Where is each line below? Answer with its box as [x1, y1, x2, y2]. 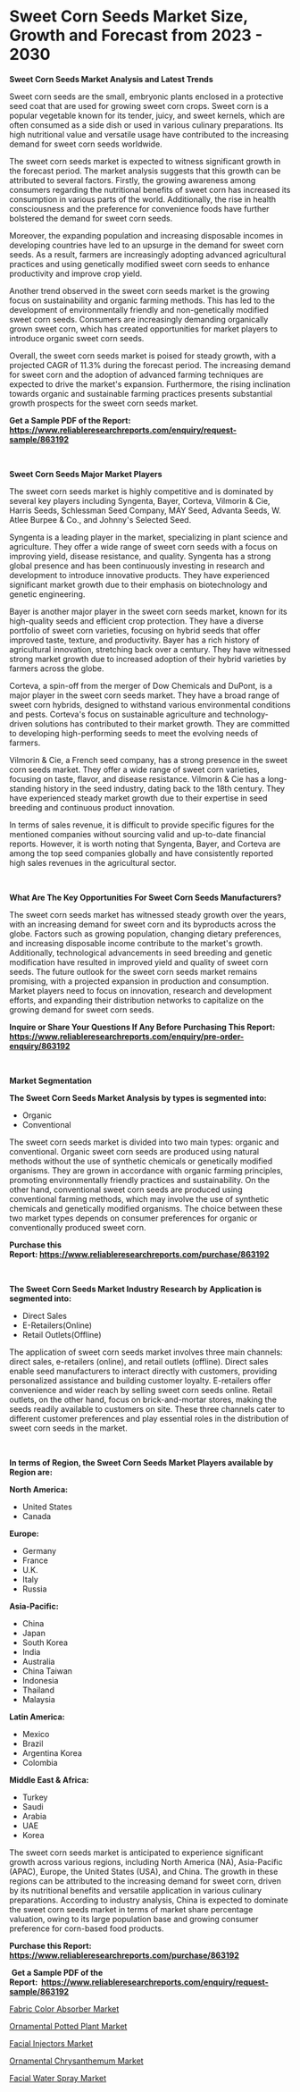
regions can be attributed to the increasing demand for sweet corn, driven [9, 1875, 281, 1886]
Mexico [21, 1728, 50, 1739]
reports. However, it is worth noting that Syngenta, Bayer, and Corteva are [9, 838, 281, 849]
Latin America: [9, 1711, 65, 1722]
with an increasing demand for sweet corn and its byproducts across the [9, 919, 277, 929]
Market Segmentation [9, 1075, 92, 1086]
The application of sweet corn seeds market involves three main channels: [9, 1347, 283, 1357]
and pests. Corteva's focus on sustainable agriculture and [9, 709, 222, 719]
